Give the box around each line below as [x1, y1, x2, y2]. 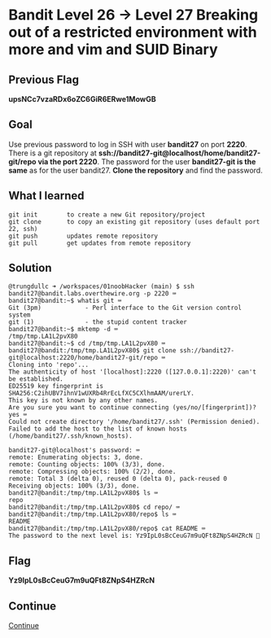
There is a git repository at [8, 148, 98, 158]
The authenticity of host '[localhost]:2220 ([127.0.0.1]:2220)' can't [8, 368, 256, 376]
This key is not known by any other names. [8, 396, 159, 404]
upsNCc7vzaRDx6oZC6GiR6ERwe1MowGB [8, 94, 156, 103]
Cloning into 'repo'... [8, 361, 90, 369]
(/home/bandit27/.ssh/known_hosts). [8, 432, 133, 440]
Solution [8, 261, 52, 275]
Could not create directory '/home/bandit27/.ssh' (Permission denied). [8, 417, 260, 426]
